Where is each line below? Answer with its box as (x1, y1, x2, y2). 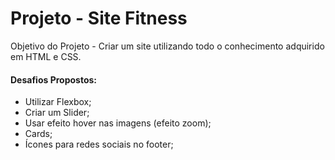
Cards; (24, 128, 53, 140)
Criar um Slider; (24, 107, 90, 119)
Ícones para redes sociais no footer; (24, 138, 174, 151)
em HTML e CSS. (10, 50, 82, 62)
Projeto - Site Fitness (10, 7, 188, 30)
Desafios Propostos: (10, 73, 98, 86)
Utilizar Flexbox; (24, 96, 92, 108)
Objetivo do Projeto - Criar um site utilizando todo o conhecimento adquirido (10, 40, 325, 52)
